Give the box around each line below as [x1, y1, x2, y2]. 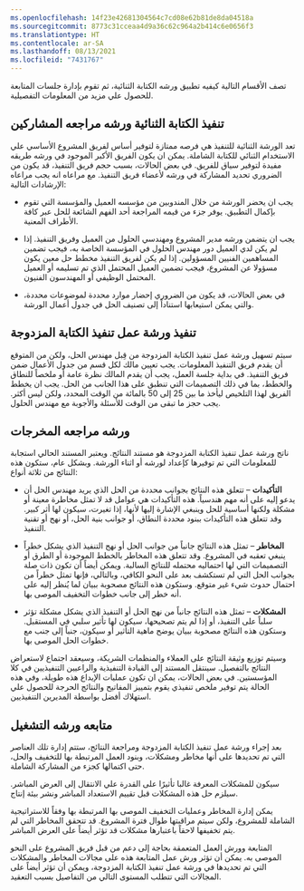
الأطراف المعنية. [23, 215, 79, 227]
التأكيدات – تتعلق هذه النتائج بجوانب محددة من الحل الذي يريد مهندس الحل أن [23, 484, 283, 495]
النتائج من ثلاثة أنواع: [10, 467, 78, 478]
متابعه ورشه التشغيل [10, 717, 112, 732]
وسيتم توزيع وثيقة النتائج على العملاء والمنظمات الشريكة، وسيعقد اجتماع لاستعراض [10, 653, 287, 663]
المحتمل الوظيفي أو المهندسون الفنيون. [23, 271, 157, 282]
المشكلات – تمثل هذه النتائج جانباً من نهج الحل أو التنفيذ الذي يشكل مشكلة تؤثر [23, 606, 286, 617]
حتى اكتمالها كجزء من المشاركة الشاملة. [10, 760, 146, 771]
